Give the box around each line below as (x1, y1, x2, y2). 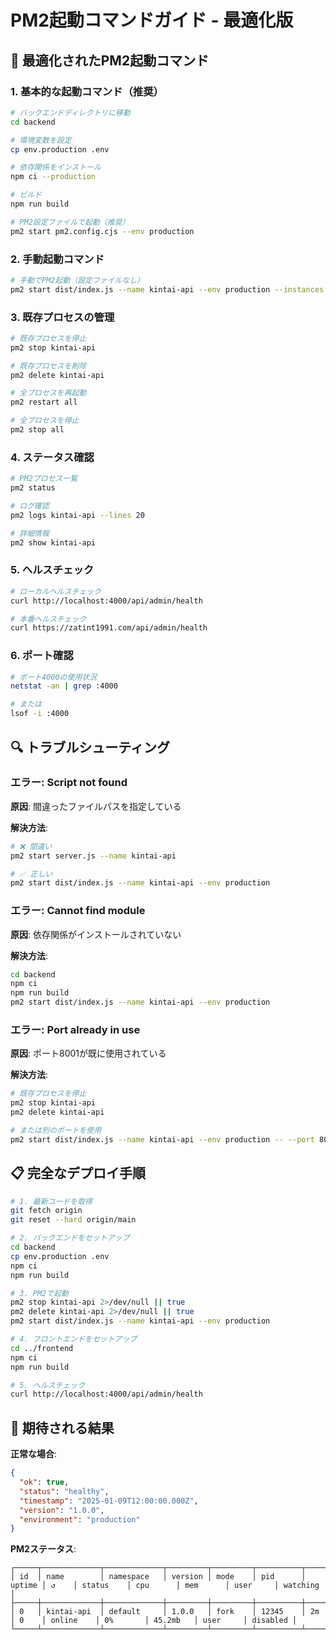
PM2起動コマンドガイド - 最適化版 (10, 9, 294, 32)
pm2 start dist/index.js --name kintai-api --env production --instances (10, 284, 325, 295)
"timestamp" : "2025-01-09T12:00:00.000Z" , (19, 1496, 199, 1506)
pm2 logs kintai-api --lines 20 (10, 510, 145, 520)
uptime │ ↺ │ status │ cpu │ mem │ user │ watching (10, 1581, 320, 1591)
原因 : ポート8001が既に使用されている (10, 1047, 167, 1060)
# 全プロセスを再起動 (10, 388, 87, 398)
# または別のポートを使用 (10, 1126, 102, 1136)
